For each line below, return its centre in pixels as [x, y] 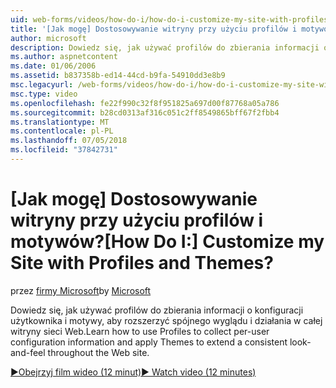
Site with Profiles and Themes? [142, 263]
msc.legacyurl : [42, 85]
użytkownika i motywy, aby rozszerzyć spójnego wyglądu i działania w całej [166, 320]
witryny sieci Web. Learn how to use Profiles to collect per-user [140, 331]
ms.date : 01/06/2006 [53, 66]
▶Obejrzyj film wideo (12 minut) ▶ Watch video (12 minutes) [133, 372]
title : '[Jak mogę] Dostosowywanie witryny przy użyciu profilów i [154, 29]
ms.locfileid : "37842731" [64, 150]
